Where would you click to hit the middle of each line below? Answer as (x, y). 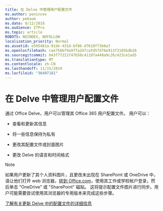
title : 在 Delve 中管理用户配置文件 (39, 10)
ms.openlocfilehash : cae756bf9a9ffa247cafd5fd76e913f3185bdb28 (71, 50)
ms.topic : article (24, 32)
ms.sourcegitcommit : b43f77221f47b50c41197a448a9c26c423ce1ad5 (71, 55)
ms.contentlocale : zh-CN (30, 64)
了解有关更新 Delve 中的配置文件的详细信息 (48, 203)
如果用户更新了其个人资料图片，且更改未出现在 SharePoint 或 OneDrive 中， (81, 174)
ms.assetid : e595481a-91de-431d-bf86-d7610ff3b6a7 (58, 46)
